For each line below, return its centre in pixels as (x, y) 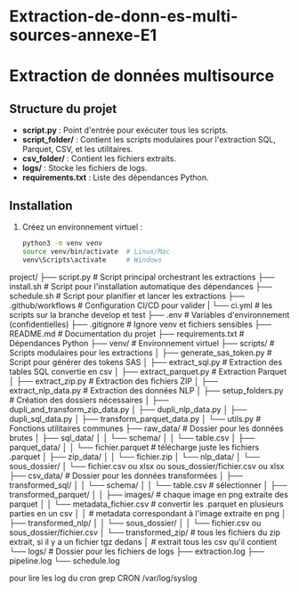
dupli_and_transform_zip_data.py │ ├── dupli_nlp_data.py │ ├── (128, 409)
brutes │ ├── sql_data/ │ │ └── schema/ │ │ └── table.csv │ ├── (132, 437)
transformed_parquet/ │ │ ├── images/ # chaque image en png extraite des (149, 494)
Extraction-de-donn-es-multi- (124, 16)
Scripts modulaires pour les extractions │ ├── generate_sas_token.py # (141, 353)
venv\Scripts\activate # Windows (92, 260)
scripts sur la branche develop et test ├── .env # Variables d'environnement (149, 314)
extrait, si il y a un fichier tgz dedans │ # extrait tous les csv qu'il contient (143, 541)
